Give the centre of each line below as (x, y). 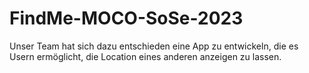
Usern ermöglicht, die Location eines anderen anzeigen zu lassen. (145, 56)
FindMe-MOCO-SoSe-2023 (126, 18)
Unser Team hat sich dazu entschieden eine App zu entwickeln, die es (154, 46)
